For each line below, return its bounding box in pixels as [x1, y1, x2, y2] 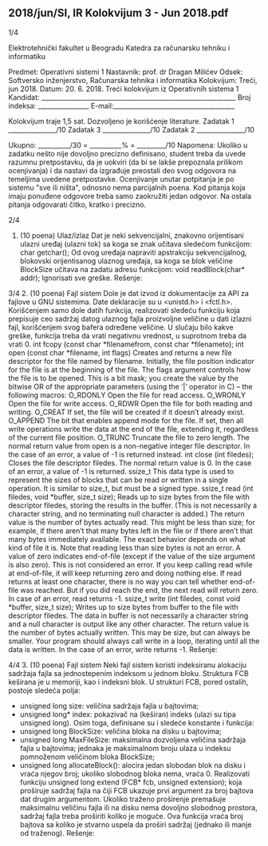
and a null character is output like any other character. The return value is [8, 619, 250, 629]
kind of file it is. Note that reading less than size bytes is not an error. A [8, 543, 241, 552]
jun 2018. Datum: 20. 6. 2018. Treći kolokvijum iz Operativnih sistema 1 [8, 84, 239, 93]
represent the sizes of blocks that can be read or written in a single [8, 475, 229, 484]
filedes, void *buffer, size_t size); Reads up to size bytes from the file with [8, 492, 250, 501]
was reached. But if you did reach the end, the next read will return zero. [20, 585, 259, 595]
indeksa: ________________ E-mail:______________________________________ [8, 101, 235, 110]
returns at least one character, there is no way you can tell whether [8, 576, 229, 586]
